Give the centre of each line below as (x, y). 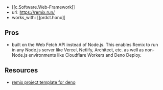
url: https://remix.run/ (33, 12)
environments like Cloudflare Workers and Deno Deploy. (85, 55)
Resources (21, 70)
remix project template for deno (44, 82)
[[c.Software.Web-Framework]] (43, 7)
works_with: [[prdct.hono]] (38, 17)
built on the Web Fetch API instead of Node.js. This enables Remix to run (85, 45)
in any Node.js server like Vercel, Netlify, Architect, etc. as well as (78, 50)
